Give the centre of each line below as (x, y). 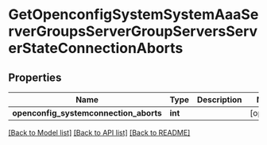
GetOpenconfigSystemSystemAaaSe (133, 15)
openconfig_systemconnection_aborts (87, 113)
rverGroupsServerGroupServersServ (133, 31)
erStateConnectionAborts (96, 48)
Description (219, 99)
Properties (35, 77)
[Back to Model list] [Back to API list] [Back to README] (99, 133)
